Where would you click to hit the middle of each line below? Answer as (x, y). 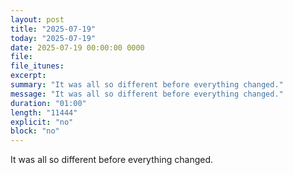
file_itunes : (37, 66)
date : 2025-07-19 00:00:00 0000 (77, 47)
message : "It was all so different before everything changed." (147, 94)
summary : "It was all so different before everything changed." (147, 85)
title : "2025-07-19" (53, 29)
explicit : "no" (42, 122)
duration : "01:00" (48, 103)
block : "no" (35, 131)
